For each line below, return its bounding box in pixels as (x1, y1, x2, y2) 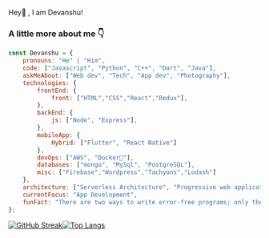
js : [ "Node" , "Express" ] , (50, 116, 138, 124)
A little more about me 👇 (8, 28, 105, 39)
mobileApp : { (37, 131, 81, 139)
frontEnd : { (37, 87, 78, 95)
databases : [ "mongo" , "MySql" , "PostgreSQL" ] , (37, 161, 195, 169)
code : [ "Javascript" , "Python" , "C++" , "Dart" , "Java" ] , (22, 64, 217, 72)
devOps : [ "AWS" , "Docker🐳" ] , (37, 153, 134, 162)
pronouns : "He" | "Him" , (22, 57, 106, 65)
